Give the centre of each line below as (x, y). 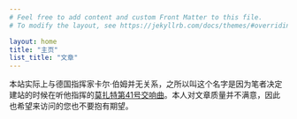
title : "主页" (34, 49)
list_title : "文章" (44, 58)
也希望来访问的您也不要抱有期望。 (71, 106)
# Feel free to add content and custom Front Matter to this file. (136, 17)
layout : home (33, 41)
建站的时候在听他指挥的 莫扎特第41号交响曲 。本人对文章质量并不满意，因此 (145, 95)
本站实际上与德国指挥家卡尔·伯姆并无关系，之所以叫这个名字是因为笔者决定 (146, 84)
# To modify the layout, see (63, 26)
